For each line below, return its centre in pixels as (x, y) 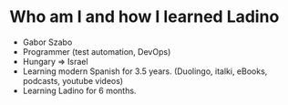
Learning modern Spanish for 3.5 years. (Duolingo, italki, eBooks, (145, 71)
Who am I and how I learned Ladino (144, 17)
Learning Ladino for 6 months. (79, 90)
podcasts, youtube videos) (73, 80)
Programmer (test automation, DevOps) (97, 51)
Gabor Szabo (47, 42)
